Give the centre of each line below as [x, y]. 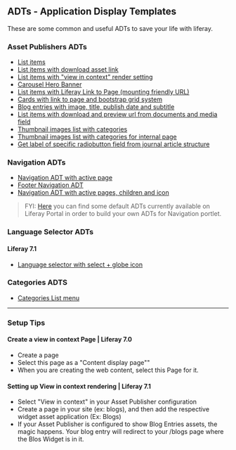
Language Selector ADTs [50, 232]
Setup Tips [26, 323]
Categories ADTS [38, 283]
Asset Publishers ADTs [47, 46]
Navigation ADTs [37, 162]
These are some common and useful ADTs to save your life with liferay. [110, 28]
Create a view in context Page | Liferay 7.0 [70, 340]
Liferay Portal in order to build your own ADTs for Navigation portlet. [123, 214]
